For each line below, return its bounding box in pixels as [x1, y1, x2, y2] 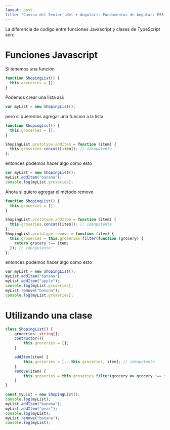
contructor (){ [14, 336, 44, 341]
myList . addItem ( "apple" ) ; [5, 278, 60, 284]
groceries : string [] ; [14, 331, 60, 336]
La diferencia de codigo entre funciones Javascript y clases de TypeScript [5, 26, 160, 32]
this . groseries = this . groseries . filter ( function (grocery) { [10, 236, 144, 241]
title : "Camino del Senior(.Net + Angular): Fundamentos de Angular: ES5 [5, 12, 164, 17]
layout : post [5, 7, 33, 13]
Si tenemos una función [5, 66, 55, 72]
